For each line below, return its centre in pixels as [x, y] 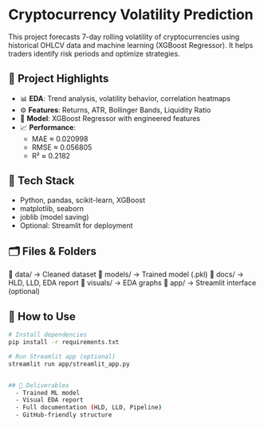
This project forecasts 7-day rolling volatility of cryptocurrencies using [124, 37]
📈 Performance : [47, 127]
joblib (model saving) [54, 217]
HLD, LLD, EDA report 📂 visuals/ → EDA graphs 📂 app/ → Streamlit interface [132, 283]
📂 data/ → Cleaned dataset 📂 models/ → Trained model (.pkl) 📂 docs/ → [126, 274]
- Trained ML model [48, 393]
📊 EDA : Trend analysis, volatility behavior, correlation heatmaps [125, 98]
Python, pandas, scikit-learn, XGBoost [83, 200]
